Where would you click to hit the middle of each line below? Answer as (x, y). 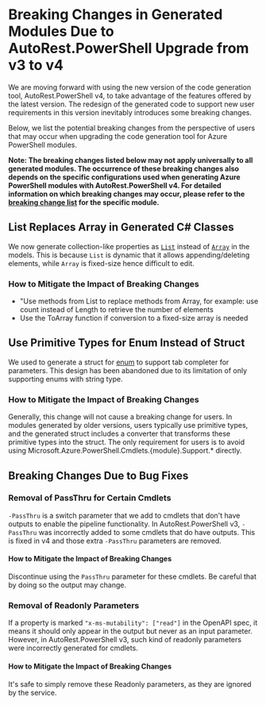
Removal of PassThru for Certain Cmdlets (90, 498)
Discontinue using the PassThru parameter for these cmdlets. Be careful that (132, 576)
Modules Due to (62, 31)
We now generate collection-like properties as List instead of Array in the (129, 246)
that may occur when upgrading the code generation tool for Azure (118, 136)
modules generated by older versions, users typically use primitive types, (128, 426)
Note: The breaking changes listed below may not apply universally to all (131, 160)
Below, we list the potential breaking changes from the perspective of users (132, 128)
